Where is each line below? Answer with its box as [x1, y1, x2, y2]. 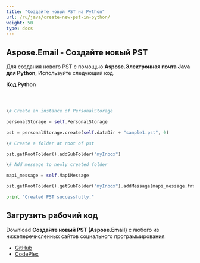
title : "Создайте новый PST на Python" [6, 8, 105, 15]
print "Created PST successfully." [6, 194, 95, 200]
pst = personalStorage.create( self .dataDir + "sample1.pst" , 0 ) [6, 129, 169, 136]
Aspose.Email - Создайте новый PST [6, 47, 148, 57]
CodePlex [14, 251, 39, 258]
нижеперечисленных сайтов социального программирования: [6, 233, 167, 240]
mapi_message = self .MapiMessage [6, 173, 89, 179]
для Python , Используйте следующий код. [6, 70, 115, 77]
